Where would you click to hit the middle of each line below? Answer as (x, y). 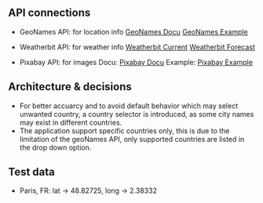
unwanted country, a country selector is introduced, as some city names (137, 114)
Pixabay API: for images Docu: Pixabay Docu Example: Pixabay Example (136, 62)
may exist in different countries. (71, 122)
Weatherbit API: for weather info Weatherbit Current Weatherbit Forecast (137, 47)
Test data (31, 172)
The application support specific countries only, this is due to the (124, 130)
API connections (49, 13)
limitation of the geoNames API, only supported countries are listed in (132, 139)
